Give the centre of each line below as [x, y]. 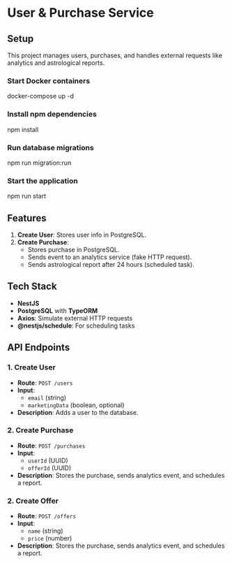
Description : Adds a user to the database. [78, 412]
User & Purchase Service [81, 13]
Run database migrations [51, 147]
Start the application [42, 181]
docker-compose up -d [41, 96]
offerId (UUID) [49, 468]
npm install [23, 129]
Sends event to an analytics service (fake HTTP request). [110, 257]
